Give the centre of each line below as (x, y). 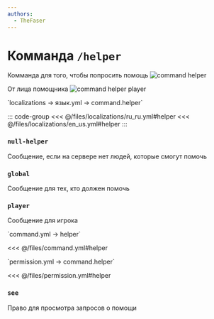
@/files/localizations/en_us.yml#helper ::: (67, 124)
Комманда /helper (64, 56)
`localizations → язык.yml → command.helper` (75, 103)
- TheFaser (30, 21)
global (19, 174)
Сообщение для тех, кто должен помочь (68, 188)
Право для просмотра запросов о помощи (72, 308)
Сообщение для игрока (43, 220)
